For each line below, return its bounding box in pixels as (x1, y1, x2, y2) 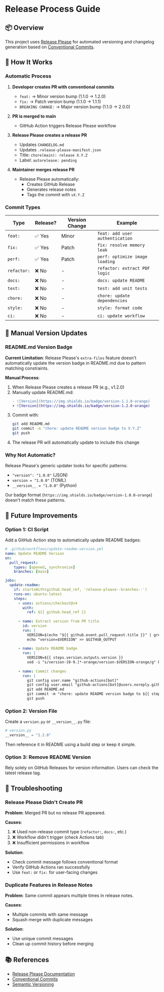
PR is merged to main (12, 113, 56, 119)
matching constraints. (5, 365, 49, 371)
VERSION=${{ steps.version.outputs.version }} (26, 655, 123, 660)
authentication (97, 235, 133, 241)
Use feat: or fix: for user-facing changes (12, 869, 98, 875)
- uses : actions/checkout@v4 (18, 600, 78, 606)
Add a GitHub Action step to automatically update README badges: (5, 537, 141, 543)
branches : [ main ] (14, 569, 49, 574)
